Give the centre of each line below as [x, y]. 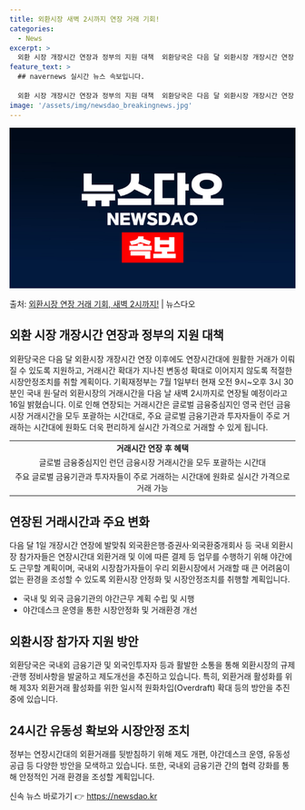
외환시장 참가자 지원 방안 [74, 642]
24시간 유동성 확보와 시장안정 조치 [100, 731]
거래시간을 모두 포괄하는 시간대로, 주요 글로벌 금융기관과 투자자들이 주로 [153, 415]
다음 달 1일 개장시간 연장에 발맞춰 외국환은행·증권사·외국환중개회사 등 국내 [139, 546]
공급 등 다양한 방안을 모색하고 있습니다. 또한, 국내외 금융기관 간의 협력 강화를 [145, 766]
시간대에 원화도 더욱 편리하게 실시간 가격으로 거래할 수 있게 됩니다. [151, 427]
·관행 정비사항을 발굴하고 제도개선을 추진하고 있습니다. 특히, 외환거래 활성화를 [146, 677]
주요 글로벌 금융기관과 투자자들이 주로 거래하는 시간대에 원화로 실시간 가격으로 [152, 477]
